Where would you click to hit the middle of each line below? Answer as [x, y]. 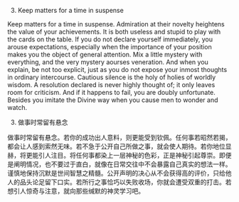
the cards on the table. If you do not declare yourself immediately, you [110, 39]
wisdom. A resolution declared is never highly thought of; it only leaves [111, 85]
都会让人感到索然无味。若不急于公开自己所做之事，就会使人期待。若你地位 [116, 146]
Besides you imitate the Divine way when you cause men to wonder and [113, 100]
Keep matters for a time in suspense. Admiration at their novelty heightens [116, 24]
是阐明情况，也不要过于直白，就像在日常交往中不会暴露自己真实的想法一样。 [119, 164]
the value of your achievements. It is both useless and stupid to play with [114, 32]
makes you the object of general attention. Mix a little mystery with [105, 54]
